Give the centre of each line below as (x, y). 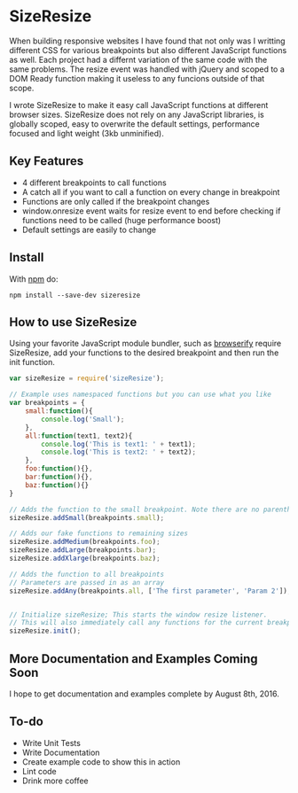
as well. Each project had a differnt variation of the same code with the (138, 59)
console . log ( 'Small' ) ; (83, 419)
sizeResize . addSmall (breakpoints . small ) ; (87, 517)
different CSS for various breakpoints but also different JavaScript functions (148, 50)
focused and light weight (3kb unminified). (86, 133)
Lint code (39, 771)
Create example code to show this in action (101, 762)
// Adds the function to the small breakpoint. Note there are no (134, 509)
